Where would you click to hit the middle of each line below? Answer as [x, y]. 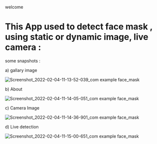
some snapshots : [23, 61]
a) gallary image [21, 70]
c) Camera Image [22, 108]
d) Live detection [22, 126]
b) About [14, 89]
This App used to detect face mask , [79, 27]
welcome [14, 7]
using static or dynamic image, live [77, 37]
